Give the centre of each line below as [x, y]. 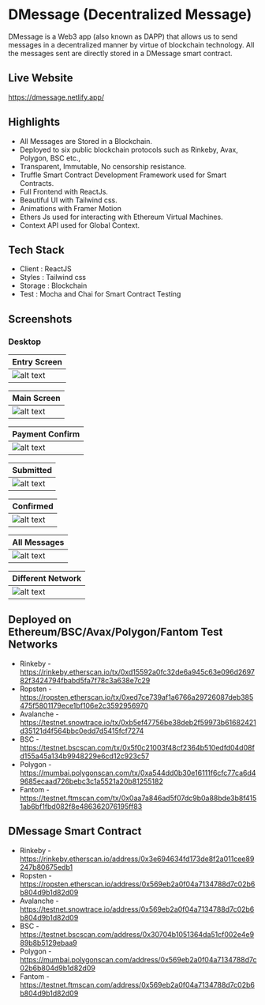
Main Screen [36, 399]
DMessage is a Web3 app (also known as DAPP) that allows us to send [123, 36]
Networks [33, 645]
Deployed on [40, 620]
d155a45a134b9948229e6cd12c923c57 [84, 756]
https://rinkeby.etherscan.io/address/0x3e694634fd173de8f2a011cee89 [137, 859]
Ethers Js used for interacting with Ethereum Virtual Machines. [121, 217]
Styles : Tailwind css [53, 278]
